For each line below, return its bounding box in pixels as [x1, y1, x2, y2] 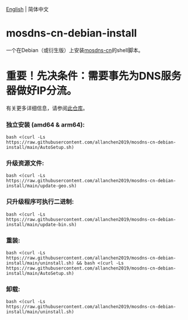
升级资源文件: [6, 159, 44, 168]
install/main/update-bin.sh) [6, 222, 77, 227]
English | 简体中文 [6, 6, 49, 12]
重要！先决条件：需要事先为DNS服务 [6, 70, 182, 83]
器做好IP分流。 [6, 84, 78, 97]
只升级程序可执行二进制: [6, 198, 74, 206]
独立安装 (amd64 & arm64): [6, 120, 85, 128]
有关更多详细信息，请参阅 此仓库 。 [6, 104, 88, 111]
